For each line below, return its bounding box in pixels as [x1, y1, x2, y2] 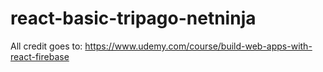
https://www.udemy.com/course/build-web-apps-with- [84, 40, 313, 52]
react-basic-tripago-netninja [10, 7, 257, 30]
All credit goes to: [10, 40, 83, 52]
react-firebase [10, 50, 70, 62]
